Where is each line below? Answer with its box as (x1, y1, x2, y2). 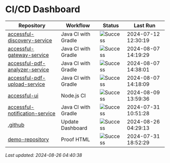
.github (8, 121, 24, 128)
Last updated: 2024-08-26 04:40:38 (5, 152, 82, 158)
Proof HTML (61, 136, 90, 143)
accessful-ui (8, 92, 39, 99)
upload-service (8, 80, 46, 87)
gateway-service (8, 51, 49, 58)
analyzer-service (8, 66, 50, 73)
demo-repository (8, 136, 49, 143)
